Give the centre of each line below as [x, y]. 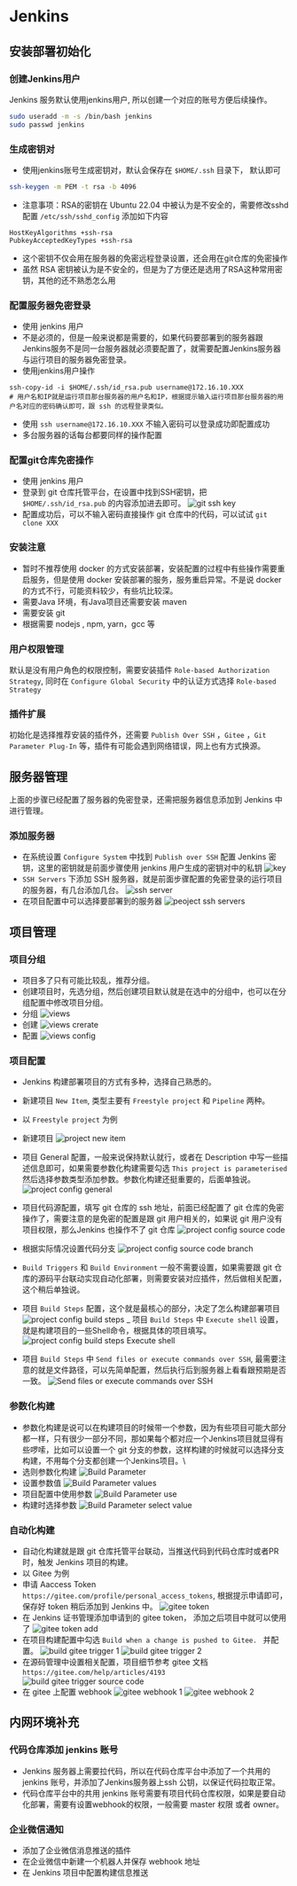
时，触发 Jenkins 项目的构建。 [77, 1561]
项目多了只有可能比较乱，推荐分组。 [88, 981]
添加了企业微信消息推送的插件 [76, 1850]
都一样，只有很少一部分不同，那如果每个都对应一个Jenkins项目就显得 [149, 1438]
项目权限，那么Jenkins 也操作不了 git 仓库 [98, 1230]
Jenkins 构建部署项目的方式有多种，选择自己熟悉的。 [119, 1082]
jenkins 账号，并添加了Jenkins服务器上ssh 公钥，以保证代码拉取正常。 [151, 1782]
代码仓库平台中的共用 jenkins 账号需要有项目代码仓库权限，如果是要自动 [154, 1793]
